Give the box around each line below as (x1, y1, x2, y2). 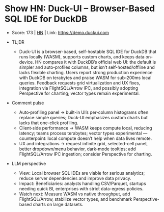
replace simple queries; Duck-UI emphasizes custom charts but (19, 114, 148, 120)
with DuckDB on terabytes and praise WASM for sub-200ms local (19, 75, 152, 80)
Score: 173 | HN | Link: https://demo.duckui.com (11, 29, 109, 35)
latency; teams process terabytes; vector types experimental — (19, 130, 148, 136)
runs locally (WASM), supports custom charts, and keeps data (19, 53, 145, 59)
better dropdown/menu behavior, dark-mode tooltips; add (19, 146, 136, 152)
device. (19, 59, 34, 65)
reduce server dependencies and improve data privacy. (19, 175, 132, 181)
